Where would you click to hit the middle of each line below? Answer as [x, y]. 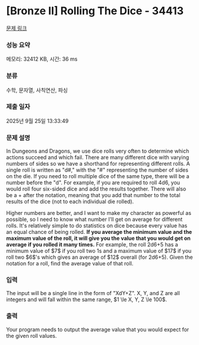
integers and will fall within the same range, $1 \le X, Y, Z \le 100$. [87, 300]
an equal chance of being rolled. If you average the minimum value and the [99, 232]
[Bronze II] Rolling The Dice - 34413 [95, 11]
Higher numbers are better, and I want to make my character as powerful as [99, 213]
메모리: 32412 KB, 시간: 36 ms [42, 59]
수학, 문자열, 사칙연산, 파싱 [37, 90]
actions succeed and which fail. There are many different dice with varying [97, 157]
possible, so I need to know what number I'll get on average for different [94, 219]
